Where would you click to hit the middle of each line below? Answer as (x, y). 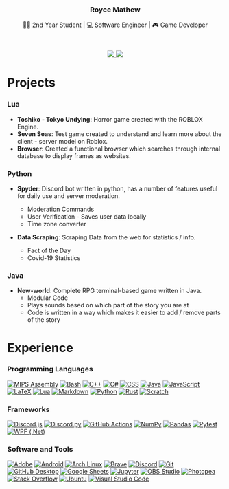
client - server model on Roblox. (62, 141)
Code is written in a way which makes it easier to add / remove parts (124, 313)
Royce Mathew (115, 10)
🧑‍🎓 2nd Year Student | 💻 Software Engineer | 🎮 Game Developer (115, 25)
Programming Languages (50, 369)
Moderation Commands (61, 209)
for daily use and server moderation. (68, 196)
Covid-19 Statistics (54, 258)
